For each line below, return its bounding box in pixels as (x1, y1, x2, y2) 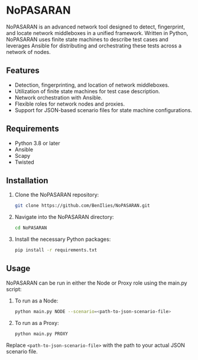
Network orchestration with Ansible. (14, 94, 103, 101)
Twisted (14, 158, 34, 165)
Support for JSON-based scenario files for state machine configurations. (14, 106, 192, 113)
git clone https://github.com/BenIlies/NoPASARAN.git (14, 203, 150, 209)
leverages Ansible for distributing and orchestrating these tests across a (6, 42, 182, 49)
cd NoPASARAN (14, 225, 47, 231)
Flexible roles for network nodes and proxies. (14, 100, 125, 107)
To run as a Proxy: (14, 319, 59, 326)
